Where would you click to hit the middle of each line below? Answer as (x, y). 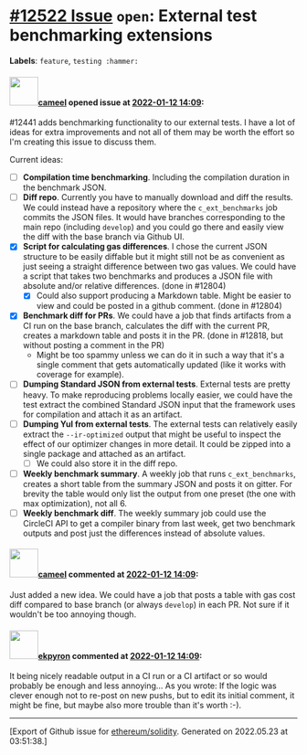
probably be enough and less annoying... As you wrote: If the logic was (143, 686)
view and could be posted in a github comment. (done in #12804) (159, 306)
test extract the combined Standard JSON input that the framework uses (159, 404)
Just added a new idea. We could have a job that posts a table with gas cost (153, 594)
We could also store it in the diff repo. (107, 463)
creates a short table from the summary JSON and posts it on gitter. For (157, 484)
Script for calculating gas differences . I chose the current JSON (145, 247)
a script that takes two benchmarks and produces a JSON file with (148, 276)
